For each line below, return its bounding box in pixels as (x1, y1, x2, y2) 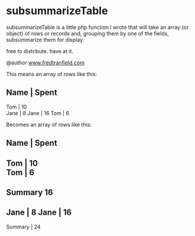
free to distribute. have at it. (6, 47, 74, 54)
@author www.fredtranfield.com (6, 59, 85, 66)
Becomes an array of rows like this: (6, 121, 92, 128)
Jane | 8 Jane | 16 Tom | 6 (6, 109, 70, 116)
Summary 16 (6, 187, 53, 197)
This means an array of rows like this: (6, 70, 97, 77)
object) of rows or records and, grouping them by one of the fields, (6, 29, 170, 37)
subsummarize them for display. (6, 36, 84, 43)
